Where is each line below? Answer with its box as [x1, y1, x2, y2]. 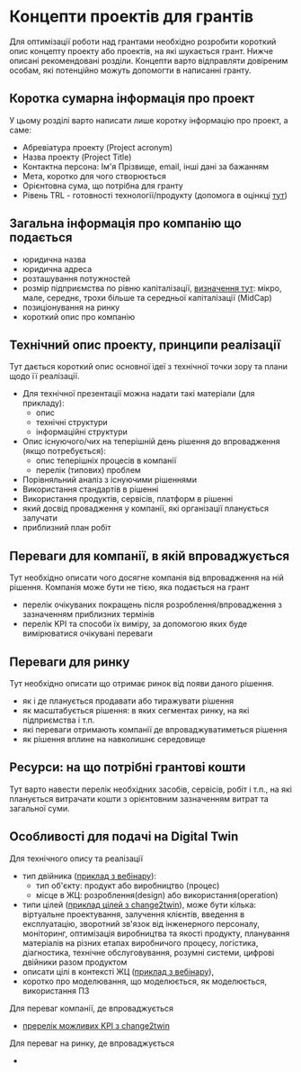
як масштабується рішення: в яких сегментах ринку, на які [22, 705, 250, 715]
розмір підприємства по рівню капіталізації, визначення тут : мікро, [22, 282, 282, 294]
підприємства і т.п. [22, 714, 95, 725]
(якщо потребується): [22, 446, 106, 457]
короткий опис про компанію [22, 311, 136, 322]
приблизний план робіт [22, 522, 111, 533]
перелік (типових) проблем [35, 465, 141, 476]
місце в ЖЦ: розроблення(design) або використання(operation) [35, 889, 279, 900]
